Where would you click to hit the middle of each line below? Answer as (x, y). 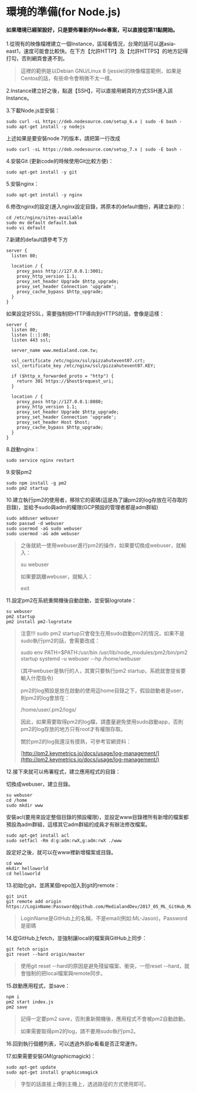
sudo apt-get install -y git (42, 172)
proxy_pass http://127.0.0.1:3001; (60, 271)
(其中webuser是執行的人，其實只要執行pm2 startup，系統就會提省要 (103, 671)
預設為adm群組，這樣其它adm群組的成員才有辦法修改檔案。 (78, 824)
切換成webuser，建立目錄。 (40, 784)
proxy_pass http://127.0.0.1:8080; (60, 402)
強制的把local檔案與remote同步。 (66, 973)
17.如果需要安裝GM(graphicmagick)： (51, 1056)
